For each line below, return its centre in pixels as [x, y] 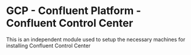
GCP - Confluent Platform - [74, 11]
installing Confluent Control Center [48, 46]
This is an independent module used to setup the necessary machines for [96, 39]
